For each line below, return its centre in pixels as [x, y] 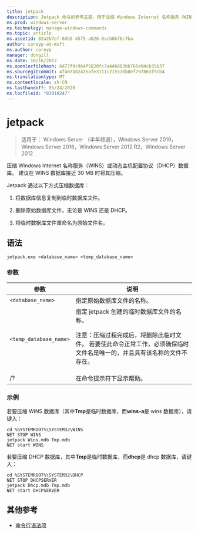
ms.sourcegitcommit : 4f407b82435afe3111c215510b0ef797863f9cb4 [86, 72]
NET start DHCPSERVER [33, 491]
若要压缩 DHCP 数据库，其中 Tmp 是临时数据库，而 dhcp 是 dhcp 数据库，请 [97, 457]
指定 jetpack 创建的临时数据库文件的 [125, 312]
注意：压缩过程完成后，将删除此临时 [125, 335]
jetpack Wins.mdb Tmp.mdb [38, 440]
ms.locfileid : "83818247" [38, 93]
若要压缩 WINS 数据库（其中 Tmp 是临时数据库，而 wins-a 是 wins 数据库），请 [99, 411]
